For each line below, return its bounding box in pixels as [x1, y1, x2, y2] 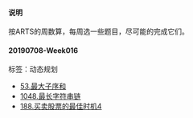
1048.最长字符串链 [19, 92, 81, 101]
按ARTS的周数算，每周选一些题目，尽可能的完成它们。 [8, 26, 189, 36]
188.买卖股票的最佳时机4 [19, 101, 102, 112]
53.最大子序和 [19, 81, 67, 92]
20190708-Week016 [8, 45, 79, 55]
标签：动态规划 [8, 64, 58, 74]
